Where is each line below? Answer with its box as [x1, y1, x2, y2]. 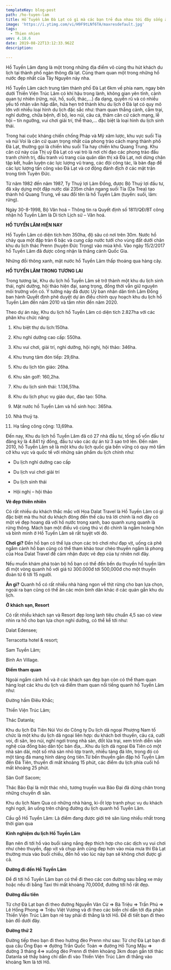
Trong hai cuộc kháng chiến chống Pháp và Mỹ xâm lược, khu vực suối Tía [6, 132, 162, 139]
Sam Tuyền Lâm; [6, 646, 41, 653]
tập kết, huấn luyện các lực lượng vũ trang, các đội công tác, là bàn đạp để [6, 159, 162, 166]
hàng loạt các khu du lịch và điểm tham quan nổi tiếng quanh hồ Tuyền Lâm [6, 682, 164, 688]
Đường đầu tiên [6, 891, 39, 897]
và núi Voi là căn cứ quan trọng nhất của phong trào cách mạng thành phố [6, 138, 161, 144]
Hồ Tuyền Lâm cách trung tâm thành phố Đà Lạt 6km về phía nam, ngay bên [6, 85, 165, 91]
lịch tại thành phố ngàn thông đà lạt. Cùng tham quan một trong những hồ [6, 69, 160, 75]
